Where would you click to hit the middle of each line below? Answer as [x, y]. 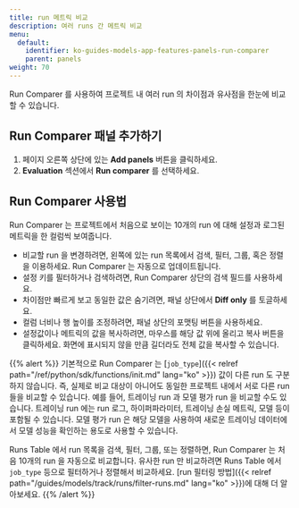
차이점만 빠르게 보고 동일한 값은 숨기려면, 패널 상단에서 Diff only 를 [139, 300]
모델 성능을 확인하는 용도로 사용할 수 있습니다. [98, 430]
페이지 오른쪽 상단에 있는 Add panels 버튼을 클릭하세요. [120, 159]
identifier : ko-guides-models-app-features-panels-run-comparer [147, 51]
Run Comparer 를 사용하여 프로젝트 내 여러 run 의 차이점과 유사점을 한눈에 [139, 94]
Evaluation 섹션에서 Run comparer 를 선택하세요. [111, 170]
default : [33, 42]
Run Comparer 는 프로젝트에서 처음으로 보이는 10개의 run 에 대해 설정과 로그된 [147, 224]
